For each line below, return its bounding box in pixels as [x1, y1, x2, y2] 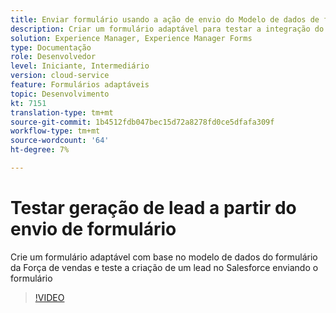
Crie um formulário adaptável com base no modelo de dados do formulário [10, 251, 318, 263]
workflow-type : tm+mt [10, 126, 101, 136]
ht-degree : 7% [10, 145, 70, 155]
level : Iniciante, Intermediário [10, 61, 150, 71]
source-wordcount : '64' [10, 136, 110, 146]
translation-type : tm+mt [10, 107, 114, 118]
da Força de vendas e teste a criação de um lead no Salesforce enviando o [10, 261, 319, 273]
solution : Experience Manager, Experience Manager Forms [10, 33, 253, 43]
